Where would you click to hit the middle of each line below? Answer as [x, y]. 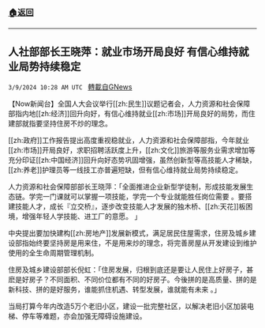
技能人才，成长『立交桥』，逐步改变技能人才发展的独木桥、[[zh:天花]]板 [130, 206]
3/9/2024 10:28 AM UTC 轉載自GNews [70, 87]
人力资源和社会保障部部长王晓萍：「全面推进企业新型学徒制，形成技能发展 [127, 187]
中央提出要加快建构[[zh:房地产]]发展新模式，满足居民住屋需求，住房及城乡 [129, 233]
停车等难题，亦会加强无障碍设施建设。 [84, 316]
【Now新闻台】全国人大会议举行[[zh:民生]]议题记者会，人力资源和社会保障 [129, 104]
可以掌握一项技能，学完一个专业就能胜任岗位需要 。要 [157, 197]
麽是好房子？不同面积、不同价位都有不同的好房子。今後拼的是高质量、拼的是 [132, 280]
